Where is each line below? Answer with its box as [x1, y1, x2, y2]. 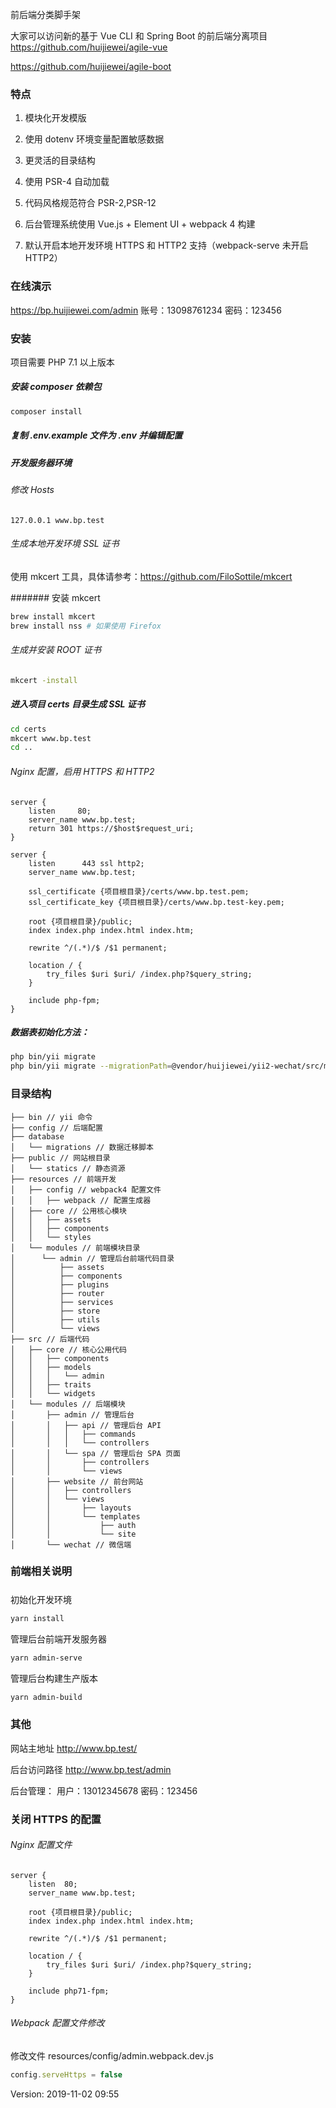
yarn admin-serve [10, 1653, 83, 1663]
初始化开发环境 [10, 1593, 72, 1605]
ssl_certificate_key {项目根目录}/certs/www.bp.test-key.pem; [28, 897, 285, 907]
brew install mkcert [10, 611, 97, 622]
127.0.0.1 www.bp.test [10, 515, 105, 525]
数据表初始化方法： [10, 1026, 90, 1038]
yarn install [10, 1613, 65, 1623]
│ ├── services [10, 1297, 114, 1307]
